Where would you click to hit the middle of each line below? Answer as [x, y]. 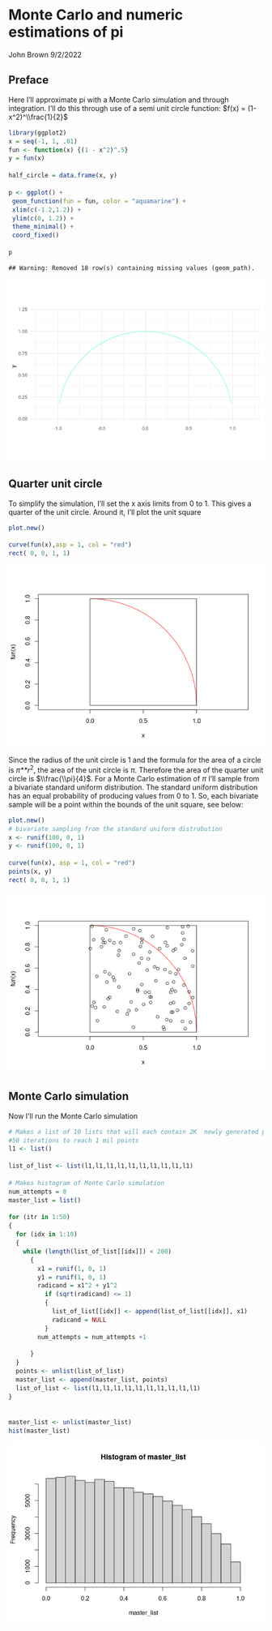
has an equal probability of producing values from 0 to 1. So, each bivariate [134, 795]
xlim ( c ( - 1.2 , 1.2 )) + [47, 210]
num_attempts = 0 [38, 1192]
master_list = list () [45, 1200]
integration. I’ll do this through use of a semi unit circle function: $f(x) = [127, 108]
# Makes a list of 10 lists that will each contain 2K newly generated [134, 1132]
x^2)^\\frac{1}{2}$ [38, 117]
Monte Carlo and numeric [96, 15]
